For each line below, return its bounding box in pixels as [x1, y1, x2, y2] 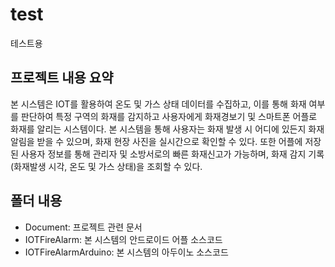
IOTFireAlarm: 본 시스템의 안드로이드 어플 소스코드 [24, 233, 223, 245]
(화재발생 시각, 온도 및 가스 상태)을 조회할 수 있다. [10, 160, 203, 172]
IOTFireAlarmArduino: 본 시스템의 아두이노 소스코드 [24, 246, 229, 258]
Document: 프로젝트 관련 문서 [24, 221, 143, 233]
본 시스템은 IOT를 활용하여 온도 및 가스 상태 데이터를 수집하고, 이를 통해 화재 [10, 98, 307, 110]
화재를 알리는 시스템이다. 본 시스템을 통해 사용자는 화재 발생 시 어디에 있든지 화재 [10, 123, 325, 135]
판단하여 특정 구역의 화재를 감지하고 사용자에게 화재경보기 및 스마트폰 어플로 [20, 110, 318, 122]
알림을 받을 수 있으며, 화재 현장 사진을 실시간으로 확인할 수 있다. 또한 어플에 [10, 135, 303, 147]
